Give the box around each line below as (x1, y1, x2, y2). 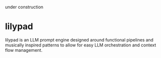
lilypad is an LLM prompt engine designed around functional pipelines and (5, 37, 154, 43)
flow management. (5, 47, 43, 53)
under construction (5, 4, 44, 10)
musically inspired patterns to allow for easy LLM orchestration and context (5, 42, 157, 48)
